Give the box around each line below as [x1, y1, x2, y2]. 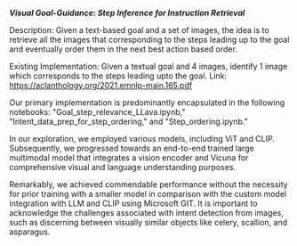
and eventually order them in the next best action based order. [9, 44, 237, 54]
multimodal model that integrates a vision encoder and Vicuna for [9, 152, 249, 163]
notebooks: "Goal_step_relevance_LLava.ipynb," [9, 107, 186, 117]
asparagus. [9, 226, 51, 237]
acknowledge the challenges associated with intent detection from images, [9, 208, 285, 217]
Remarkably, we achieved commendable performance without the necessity [9, 179, 288, 190]
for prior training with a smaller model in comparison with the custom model [9, 189, 287, 199]
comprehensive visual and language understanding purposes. [9, 162, 237, 172]
